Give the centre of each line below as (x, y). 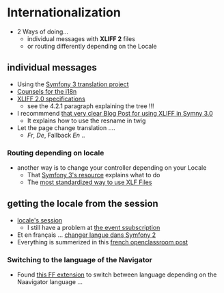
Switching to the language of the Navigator (80, 259)
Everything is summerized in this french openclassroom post (102, 242)
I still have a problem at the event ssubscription (94, 227)
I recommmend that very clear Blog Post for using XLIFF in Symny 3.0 (115, 113)
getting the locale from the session (83, 204)
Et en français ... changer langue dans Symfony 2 (86, 235)
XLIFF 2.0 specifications (51, 99)
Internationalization (64, 13)
